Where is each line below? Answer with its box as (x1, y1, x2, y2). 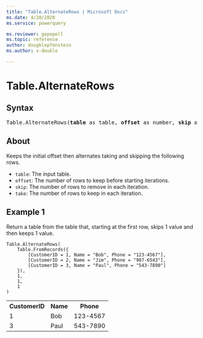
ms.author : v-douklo (6, 48, 59, 54)
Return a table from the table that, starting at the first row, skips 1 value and (6, 223, 193, 230)
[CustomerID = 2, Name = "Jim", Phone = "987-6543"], (28, 257, 166, 263)
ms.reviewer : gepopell (6, 31, 63, 37)
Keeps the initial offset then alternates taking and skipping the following (6, 152, 184, 159)
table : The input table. (14, 170, 71, 177)
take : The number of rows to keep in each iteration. (14, 190, 143, 197)
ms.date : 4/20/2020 (6, 14, 56, 21)
